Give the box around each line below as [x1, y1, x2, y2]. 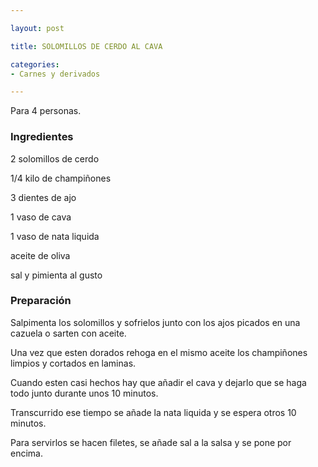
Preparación [10, 294, 72, 308]
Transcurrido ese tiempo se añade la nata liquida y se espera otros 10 [10, 406, 297, 418]
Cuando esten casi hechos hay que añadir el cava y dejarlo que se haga [10, 376, 307, 388]
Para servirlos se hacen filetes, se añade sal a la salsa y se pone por [10, 436, 292, 448]
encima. [10, 447, 43, 459]
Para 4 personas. [10, 105, 82, 117]
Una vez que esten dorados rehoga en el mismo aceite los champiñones [10, 346, 308, 358]
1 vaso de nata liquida [10, 230, 100, 242]
